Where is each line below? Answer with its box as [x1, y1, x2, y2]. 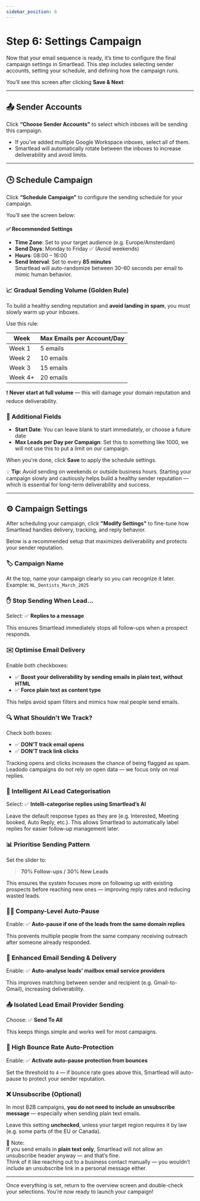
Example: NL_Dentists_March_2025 [6, 581, 89, 589]
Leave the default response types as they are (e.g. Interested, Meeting [6, 812, 179, 820]
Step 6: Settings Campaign [6, 34, 142, 48]
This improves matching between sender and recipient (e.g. [6, 979, 153, 986]
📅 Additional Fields [6, 412, 61, 420]
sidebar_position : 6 [6, 8, 58, 15]
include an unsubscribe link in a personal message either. [6, 1165, 147, 1172]
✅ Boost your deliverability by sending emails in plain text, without [14, 673, 183, 680]
